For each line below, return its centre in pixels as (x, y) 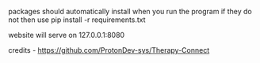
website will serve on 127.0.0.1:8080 (67, 35)
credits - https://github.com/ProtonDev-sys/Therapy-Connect (109, 50)
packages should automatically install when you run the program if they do (130, 11)
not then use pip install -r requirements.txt (77, 20)
